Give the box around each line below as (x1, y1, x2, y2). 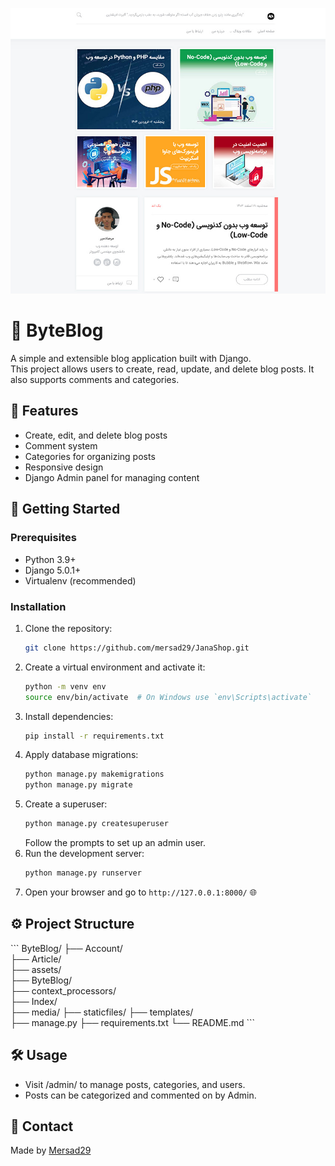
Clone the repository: (24, 622, 113, 634)
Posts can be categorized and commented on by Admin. (24, 1089, 257, 1101)
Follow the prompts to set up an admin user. (24, 837, 207, 849)
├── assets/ (10, 963, 62, 975)
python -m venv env (24, 681, 107, 692)
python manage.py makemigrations (24, 769, 165, 780)
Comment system (24, 439, 98, 452)
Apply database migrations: (24, 749, 139, 761)
